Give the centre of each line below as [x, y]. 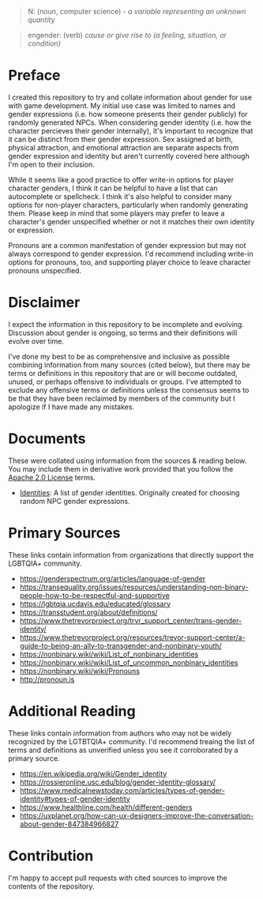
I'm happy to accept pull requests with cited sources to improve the [118, 878]
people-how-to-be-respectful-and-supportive [94, 595]
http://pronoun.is [47, 679]
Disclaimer [44, 303]
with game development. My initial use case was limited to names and [122, 105]
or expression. [32, 230]
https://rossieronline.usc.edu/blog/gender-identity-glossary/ [117, 782]
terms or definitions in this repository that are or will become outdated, [123, 373]
